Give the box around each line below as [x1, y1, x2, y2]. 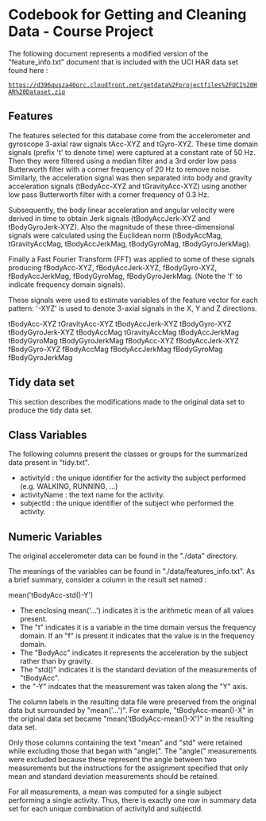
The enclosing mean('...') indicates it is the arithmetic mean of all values [19, 606, 254, 615]
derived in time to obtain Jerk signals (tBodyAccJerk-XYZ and [8, 213, 210, 223]
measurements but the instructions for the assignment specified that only [8, 763, 249, 773]
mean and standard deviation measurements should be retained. [8, 772, 220, 781]
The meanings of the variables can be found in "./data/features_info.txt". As [8, 567, 256, 576]
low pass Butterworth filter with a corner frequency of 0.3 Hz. [8, 189, 210, 199]
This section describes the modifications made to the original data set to [8, 397, 245, 406]
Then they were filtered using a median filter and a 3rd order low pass [8, 156, 237, 165]
